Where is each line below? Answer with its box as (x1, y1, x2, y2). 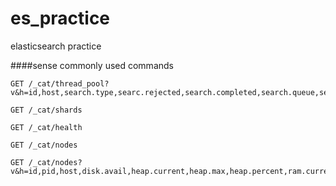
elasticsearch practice (10, 40, 102, 52)
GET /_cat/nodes (10, 140, 78, 150)
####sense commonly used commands (10, 59, 174, 71)
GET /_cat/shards (10, 105, 83, 115)
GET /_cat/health (10, 122, 83, 132)
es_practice (10, 7, 111, 30)
